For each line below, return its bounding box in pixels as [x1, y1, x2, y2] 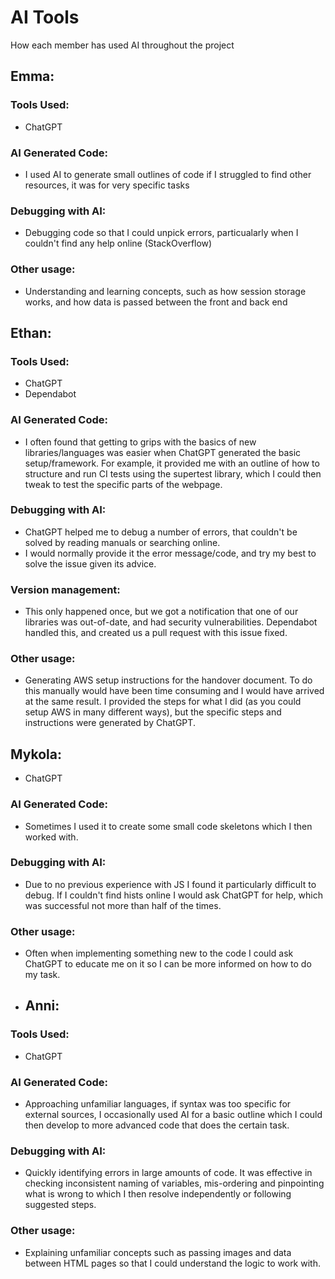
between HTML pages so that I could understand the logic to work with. [24, 1257, 321, 1269]
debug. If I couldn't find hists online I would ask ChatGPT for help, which [24, 889, 323, 901]
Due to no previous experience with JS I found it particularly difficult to [24, 878, 317, 890]
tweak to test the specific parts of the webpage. [24, 478, 223, 490]
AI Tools [10, 6, 80, 29]
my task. [24, 969, 61, 981]
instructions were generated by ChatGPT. [24, 717, 196, 729]
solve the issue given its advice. [24, 557, 157, 570]
